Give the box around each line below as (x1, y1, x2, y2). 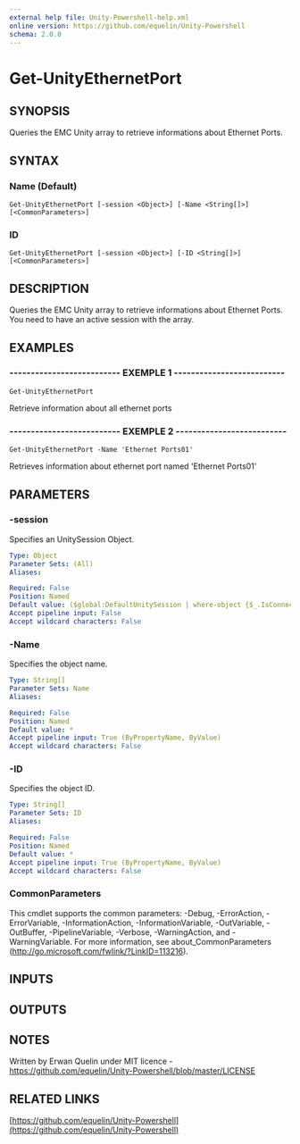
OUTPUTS (9, 1002, 67, 1017)
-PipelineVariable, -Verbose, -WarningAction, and (48, 926, 230, 938)
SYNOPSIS (9, 104, 71, 119)
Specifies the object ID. (9, 783, 96, 794)
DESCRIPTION (9, 280, 89, 296)
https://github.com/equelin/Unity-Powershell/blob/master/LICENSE (9, 1065, 256, 1076)
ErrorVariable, (9, 917, 61, 928)
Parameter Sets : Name (9, 684, 90, 693)
